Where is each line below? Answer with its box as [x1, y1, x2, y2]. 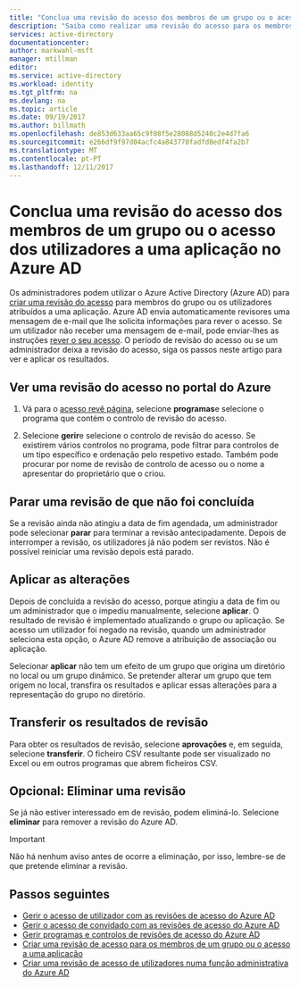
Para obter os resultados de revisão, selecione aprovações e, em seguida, [9, 739, 284, 749]
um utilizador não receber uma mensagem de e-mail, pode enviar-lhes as [9, 325, 279, 336]
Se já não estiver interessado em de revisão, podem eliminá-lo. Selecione [9, 807, 279, 818]
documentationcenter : [9, 38, 90, 47]
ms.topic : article [9, 104, 78, 113]
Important [9, 834, 46, 845]
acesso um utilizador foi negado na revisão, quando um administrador [9, 624, 267, 635]
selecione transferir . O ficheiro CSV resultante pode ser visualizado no [9, 748, 271, 759]
